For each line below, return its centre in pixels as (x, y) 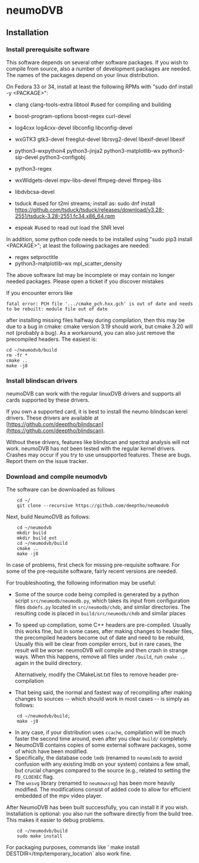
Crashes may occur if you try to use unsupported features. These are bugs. (99, 455)
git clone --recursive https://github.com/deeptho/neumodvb (93, 506)
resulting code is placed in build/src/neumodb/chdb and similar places (100, 614)
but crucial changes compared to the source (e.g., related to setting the (102, 770)
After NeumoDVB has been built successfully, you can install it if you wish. (97, 807)
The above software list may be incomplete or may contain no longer (91, 275)
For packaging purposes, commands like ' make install (73, 847)
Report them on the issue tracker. (47, 461)
